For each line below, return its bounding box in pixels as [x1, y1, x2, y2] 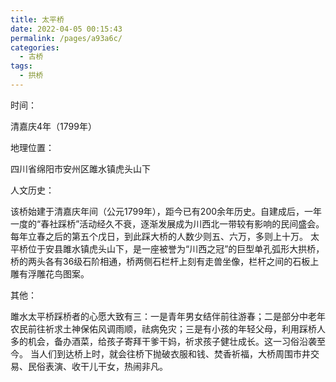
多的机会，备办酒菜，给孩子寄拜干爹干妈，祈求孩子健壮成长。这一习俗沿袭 [10, 335, 317, 347]
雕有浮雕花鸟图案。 [10, 267, 90, 280]
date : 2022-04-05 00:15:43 [10, 24, 123, 34]
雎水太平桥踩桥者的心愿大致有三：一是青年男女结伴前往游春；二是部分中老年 [10, 310, 326, 322]
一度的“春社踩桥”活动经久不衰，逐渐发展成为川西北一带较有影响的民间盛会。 [10, 217, 325, 230]
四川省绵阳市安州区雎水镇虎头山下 [10, 162, 151, 175]
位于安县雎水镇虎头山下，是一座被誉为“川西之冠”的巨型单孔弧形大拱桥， [27, 242, 325, 255]
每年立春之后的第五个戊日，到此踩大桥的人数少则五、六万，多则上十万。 [10, 230, 308, 242]
